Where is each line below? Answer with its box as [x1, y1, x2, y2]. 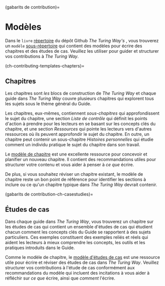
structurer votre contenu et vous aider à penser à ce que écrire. [5, 161, 134, 167]
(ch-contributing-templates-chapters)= [5, 63, 85, 68]
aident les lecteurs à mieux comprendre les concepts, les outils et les [5, 239, 145, 245]
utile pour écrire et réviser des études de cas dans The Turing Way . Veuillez [5, 259, 159, 265]
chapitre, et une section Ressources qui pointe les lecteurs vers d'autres [5, 126, 152, 132]
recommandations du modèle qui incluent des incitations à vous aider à [5, 270, 150, 276]
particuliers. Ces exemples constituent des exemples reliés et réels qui [5, 234, 149, 240]
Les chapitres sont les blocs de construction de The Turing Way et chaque [5, 90, 157, 96]
